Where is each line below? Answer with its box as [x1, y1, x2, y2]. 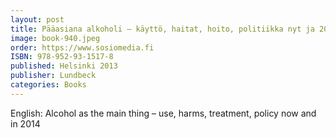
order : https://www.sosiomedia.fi [10, 42, 155, 53]
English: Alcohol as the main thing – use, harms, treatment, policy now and [10, 107, 317, 119]
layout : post [10, 14, 65, 25]
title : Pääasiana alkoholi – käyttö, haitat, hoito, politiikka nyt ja [10, 24, 315, 34]
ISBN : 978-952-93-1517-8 [10, 52, 114, 62]
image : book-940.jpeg [10, 33, 101, 43]
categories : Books [10, 80, 87, 90]
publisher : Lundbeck [10, 71, 97, 81]
